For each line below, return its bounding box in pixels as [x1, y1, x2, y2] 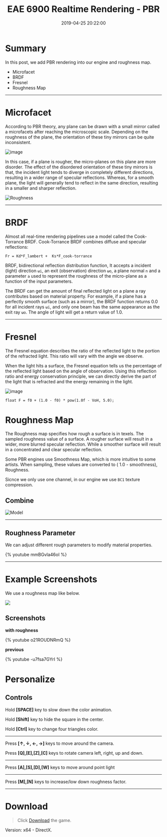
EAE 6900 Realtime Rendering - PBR [7, 3, 160, 15]
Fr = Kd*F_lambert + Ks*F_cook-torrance [5, 253, 92, 259]
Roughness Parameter [5, 528, 76, 537]
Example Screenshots [5, 574, 97, 585]
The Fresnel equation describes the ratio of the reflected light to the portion [5, 347, 160, 353]
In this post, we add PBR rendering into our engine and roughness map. [5, 59, 152, 65]
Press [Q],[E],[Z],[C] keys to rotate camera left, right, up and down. [5, 750, 144, 756]
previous [5, 647, 24, 653]
